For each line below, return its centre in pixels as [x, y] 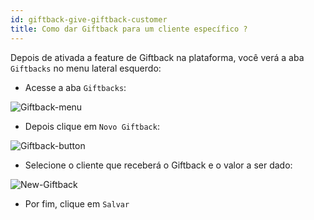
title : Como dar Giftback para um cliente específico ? [129, 29]
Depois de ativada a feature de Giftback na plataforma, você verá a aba [157, 57]
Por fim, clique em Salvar [77, 203]
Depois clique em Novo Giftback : [92, 126]
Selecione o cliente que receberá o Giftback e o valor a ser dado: [158, 165]
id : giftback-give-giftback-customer [89, 19]
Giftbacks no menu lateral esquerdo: [86, 68]
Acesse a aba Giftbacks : [75, 87]
